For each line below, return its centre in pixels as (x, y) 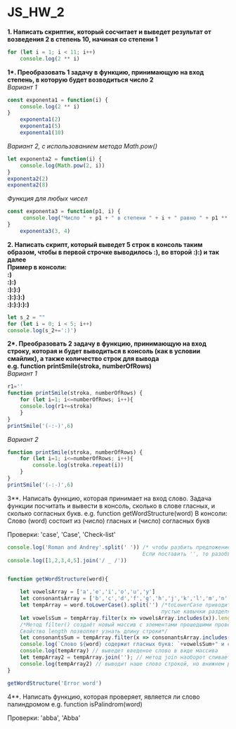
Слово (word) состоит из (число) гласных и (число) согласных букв (109, 521)
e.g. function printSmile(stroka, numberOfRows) (80, 366)
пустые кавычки (183, 611)
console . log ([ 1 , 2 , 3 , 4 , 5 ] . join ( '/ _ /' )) (67, 560)
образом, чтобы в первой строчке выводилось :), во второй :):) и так (113, 252)
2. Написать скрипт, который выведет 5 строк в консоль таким (105, 244)
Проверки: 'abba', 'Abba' (44, 718)
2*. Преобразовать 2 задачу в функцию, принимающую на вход (107, 344)
